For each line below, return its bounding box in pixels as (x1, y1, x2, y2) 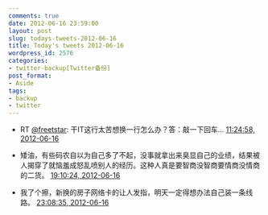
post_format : (8, 72, 52, 80)
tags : (8, 86, 27, 95)
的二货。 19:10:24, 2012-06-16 (19, 171, 121, 180)
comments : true (8, 11, 60, 20)
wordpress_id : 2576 (8, 49, 74, 57)
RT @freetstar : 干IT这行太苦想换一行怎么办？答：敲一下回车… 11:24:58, (19, 125, 255, 134)
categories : (8, 57, 48, 65)
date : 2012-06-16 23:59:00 (8, 19, 99, 27)
